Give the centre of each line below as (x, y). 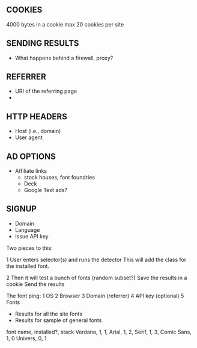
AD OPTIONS (31, 156)
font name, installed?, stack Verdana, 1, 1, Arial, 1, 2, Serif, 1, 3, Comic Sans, (99, 332)
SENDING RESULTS (43, 44)
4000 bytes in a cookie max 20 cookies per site (65, 24)
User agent (29, 137)
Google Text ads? (46, 190)
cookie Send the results (35, 284)
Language (27, 230)
